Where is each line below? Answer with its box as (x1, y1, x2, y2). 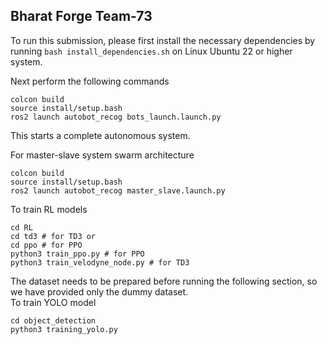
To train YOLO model (10, 296, 97, 308)
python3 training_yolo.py (10, 324, 118, 334)
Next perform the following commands (10, 75, 170, 87)
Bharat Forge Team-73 (10, 8, 153, 25)
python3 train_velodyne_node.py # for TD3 (10, 257, 190, 268)
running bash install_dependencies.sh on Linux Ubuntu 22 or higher (10, 45, 293, 57)
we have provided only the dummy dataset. (10, 285, 189, 298)
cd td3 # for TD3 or (10, 231, 97, 241)
